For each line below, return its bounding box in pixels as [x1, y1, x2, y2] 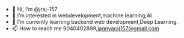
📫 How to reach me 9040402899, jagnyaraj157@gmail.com [11, 25, 159, 32]
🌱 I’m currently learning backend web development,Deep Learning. [11, 18, 179, 25]
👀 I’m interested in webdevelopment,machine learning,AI [11, 12, 152, 19]
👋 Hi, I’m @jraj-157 [11, 6, 58, 12]
